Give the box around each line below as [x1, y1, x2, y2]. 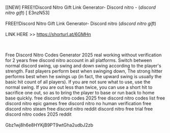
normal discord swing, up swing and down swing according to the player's [5, 63, 161, 69]
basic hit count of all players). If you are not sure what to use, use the [5, 79, 151, 85]
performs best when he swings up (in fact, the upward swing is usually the [5, 74, 162, 79]
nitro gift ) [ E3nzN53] [5, 10, 50, 16]
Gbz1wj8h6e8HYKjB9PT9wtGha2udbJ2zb [5, 122, 94, 128]
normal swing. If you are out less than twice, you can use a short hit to [5, 84, 153, 90]
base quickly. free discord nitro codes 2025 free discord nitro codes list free [5, 95, 165, 101]
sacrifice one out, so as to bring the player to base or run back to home [5, 90, 155, 95]
